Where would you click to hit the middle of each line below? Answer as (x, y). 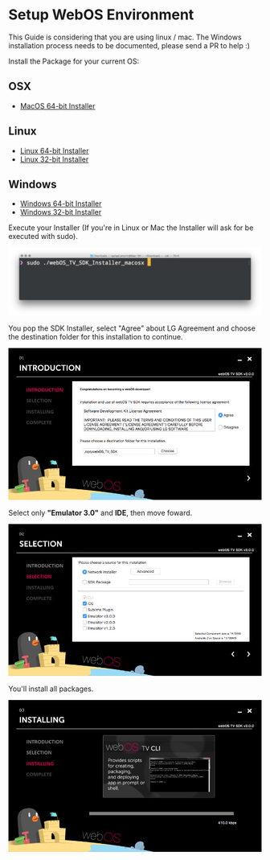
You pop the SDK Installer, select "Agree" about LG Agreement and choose (132, 328)
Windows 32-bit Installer (61, 212)
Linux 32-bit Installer (54, 159)
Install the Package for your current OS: (74, 61)
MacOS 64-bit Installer (57, 105)
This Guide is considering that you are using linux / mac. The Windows (125, 37)
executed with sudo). (43, 237)
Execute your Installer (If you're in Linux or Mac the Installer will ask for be (131, 228)
